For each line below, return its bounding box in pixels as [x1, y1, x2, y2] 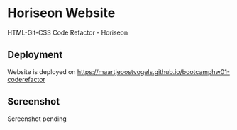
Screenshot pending [7, 114, 67, 123]
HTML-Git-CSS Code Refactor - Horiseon [7, 28, 128, 37]
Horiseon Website [7, 5, 116, 21]
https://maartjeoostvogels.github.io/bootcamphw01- [77, 67, 231, 76]
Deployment [7, 49, 63, 61]
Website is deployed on [7, 67, 76, 76]
